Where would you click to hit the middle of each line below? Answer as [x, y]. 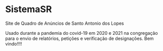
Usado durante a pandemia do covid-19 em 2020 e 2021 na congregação [81, 33]
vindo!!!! [14, 43]
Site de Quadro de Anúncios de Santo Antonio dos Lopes [65, 23]
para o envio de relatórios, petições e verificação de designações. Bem [79, 38]
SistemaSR [29, 9]
